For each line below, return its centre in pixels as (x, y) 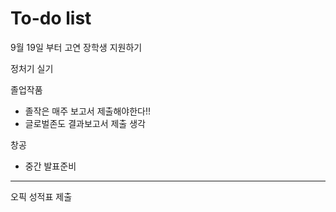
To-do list (51, 18)
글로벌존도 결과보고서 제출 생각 (85, 123)
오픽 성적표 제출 (41, 196)
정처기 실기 (32, 68)
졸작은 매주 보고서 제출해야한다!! (87, 111)
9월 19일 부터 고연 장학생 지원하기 (76, 47)
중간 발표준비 (50, 166)
